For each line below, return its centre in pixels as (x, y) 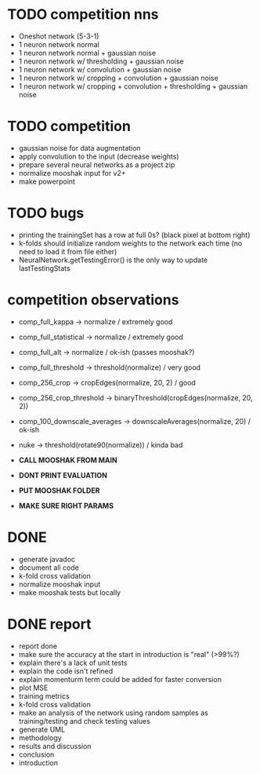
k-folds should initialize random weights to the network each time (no (130, 243)
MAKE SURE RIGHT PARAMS (66, 506)
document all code (49, 568)
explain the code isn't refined (66, 671)
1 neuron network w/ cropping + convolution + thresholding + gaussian (133, 86)
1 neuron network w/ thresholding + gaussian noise (101, 61)
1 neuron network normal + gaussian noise (87, 53)
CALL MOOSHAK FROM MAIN (68, 460)
